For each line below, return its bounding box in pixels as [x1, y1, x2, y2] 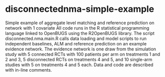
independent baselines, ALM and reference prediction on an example [5, 40, 147, 46]
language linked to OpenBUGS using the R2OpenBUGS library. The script [5, 30, 155, 36]
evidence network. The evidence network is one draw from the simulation [5, 46, 157, 52]
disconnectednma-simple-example [5, 3, 155, 15]
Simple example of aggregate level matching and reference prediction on [5, 20, 155, 26]
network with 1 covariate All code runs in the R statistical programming [5, 25, 150, 31]
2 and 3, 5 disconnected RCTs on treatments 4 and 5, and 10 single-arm [5, 56, 153, 62]
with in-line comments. [5, 67, 52, 73]
